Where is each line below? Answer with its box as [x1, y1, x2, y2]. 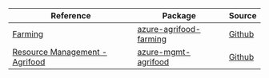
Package [162, 10, 196, 21]
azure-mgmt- [137, 47, 191, 57]
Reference [50, 10, 91, 21]
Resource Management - [12, 47, 108, 57]
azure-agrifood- [137, 24, 202, 34]
